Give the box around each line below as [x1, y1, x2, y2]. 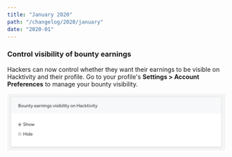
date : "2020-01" [7, 26, 54, 33]
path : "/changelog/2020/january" [7, 18, 104, 26]
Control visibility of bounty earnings [7, 49, 132, 59]
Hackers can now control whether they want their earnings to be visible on [7, 65, 220, 73]
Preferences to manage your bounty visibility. [7, 80, 139, 88]
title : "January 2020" [7, 11, 73, 18]
